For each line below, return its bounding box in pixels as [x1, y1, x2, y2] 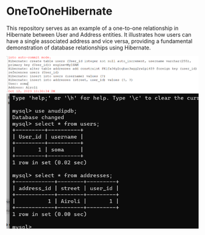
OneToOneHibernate [6, 4, 113, 18]
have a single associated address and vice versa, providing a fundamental [6, 37, 193, 45]
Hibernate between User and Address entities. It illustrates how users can [6, 31, 192, 38]
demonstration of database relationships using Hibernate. [6, 44, 151, 51]
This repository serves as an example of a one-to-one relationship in [6, 24, 179, 32]
